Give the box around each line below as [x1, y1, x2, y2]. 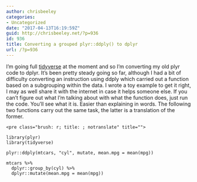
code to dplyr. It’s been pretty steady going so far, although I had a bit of [6, 69, 181, 76]
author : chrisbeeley [6, 8, 57, 15]
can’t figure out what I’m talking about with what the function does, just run [6, 94, 188, 101]
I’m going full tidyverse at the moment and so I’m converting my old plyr [6, 63, 181, 70]
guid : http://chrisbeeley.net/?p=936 [6, 31, 99, 36]
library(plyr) [6, 134, 41, 140]
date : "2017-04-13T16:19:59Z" [6, 25, 81, 31]
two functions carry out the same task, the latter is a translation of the [6, 106, 175, 113]
